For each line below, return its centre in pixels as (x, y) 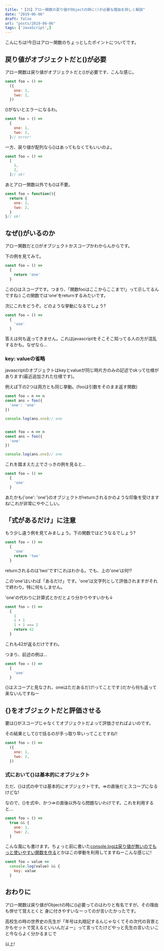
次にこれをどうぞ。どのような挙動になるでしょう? (56, 306)
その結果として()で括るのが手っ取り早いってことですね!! (61, 734)
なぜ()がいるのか (30, 233)
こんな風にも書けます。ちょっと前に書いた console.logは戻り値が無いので (79, 847)
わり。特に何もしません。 (39, 587)
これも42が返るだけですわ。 (34, 644)
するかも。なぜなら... (26, 345)
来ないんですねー (22, 694)
